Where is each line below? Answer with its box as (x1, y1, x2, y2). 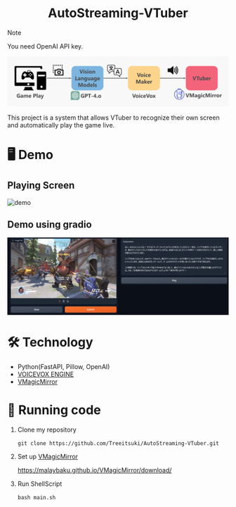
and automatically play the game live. (7, 120, 115, 129)
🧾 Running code (7, 402, 102, 418)
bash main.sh (17, 494, 56, 501)
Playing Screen (7, 180, 75, 192)
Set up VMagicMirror (17, 452, 79, 461)
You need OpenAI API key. (7, 42, 84, 50)
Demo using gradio (7, 219, 93, 231)
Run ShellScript (17, 480, 63, 488)
